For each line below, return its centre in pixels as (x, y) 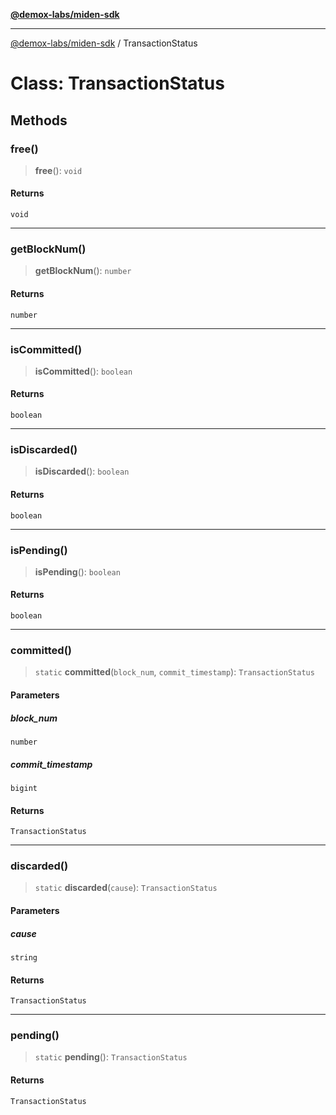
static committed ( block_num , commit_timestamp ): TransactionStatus (174, 672)
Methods (39, 120)
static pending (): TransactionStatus (111, 1057)
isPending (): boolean (77, 571)
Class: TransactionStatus (117, 83)
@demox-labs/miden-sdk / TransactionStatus (104, 43)
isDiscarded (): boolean (82, 471)
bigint (24, 788)
